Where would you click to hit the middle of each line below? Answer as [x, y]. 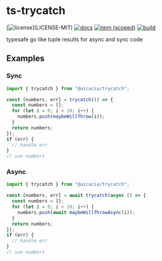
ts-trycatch [36, 11]
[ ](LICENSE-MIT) [40, 27]
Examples [25, 59]
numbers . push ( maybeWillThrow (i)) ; [61, 116]
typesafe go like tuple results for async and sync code [75, 39]
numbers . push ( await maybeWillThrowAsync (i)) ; [76, 212]
